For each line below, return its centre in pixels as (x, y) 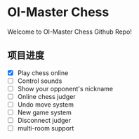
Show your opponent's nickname (65, 88)
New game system (44, 112)
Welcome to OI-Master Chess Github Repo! (69, 32)
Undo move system (45, 105)
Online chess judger (46, 96)
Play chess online (43, 73)
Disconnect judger (44, 121)
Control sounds (40, 81)
